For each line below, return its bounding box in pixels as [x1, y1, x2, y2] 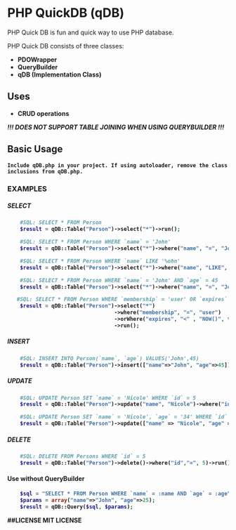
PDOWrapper [17, 55, 58, 64]
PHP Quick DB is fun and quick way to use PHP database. [7, 28, 174, 37]
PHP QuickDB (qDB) [7, 5, 125, 21]
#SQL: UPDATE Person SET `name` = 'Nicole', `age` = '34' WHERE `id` [20, 413, 228, 420]
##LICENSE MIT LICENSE [7, 516, 82, 524]
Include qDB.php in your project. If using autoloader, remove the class [7, 161, 228, 169]
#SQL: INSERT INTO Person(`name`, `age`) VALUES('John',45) [20, 355, 199, 362]
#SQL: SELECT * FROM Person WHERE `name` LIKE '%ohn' [20, 258, 181, 265]
